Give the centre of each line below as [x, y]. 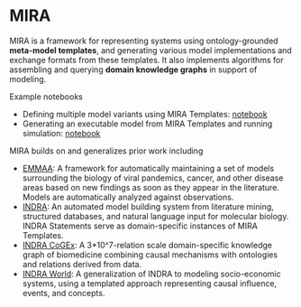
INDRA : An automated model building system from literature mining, [148, 206]
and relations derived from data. [82, 264]
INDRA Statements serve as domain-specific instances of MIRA [140, 226]
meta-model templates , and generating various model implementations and [151, 50]
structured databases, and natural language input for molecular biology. [155, 216]
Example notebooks [46, 97]
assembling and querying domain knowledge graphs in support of [133, 70]
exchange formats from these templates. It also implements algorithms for [146, 60]
